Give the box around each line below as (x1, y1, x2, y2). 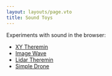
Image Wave (15, 49, 47, 57)
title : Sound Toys (6, 15, 53, 21)
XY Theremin (15, 43, 49, 50)
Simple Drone (15, 62, 50, 70)
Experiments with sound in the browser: (6, 31, 107, 38)
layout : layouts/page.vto (6, 9, 72, 15)
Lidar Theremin (15, 56, 54, 63)
